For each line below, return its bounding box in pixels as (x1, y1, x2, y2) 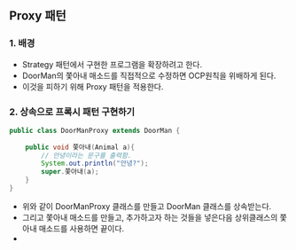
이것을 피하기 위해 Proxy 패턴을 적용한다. (21, 81, 164, 91)
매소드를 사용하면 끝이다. (38, 223, 125, 233)
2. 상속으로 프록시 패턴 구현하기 (9, 105, 136, 118)
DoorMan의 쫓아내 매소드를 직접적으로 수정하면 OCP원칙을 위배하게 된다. (21, 70, 277, 81)
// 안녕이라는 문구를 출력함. (41, 151, 132, 160)
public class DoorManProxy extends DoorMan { (9, 126, 180, 135)
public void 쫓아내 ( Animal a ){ (25, 143, 136, 152)
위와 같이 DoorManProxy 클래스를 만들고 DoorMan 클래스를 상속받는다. (21, 200, 272, 211)
